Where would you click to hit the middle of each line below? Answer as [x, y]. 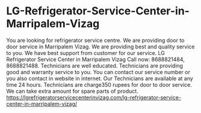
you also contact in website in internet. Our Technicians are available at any [100, 78]
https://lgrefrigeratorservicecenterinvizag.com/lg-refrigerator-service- [94, 97]
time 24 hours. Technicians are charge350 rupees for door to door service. [99, 84]
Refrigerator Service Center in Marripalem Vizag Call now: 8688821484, [95, 59]
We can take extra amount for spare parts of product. [72, 91]
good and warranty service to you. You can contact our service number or [98, 72]
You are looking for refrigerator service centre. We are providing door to [95, 40]
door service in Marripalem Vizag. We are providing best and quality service [100, 47]
